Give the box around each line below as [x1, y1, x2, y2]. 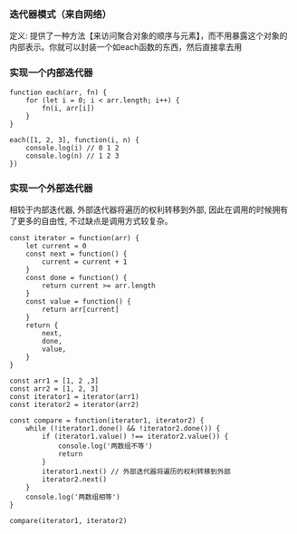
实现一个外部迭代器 [9, 181, 93, 194]
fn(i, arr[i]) [42, 103, 95, 112]
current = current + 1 [42, 257, 128, 267]
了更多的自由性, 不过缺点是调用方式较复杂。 [9, 215, 173, 226]
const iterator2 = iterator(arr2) [9, 400, 140, 409]
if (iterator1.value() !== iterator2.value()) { [42, 432, 229, 441]
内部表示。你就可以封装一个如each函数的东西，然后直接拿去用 [9, 42, 243, 53]
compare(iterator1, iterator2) [9, 516, 128, 525]
